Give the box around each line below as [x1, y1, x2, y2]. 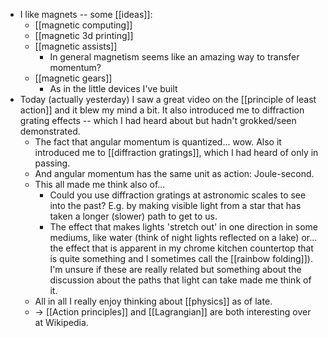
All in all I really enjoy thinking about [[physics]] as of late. [34, 295, 273, 307]
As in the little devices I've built [49, 83, 178, 94]
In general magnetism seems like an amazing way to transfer [49, 51, 300, 63]
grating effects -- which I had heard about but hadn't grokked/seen [19, 115, 297, 126]
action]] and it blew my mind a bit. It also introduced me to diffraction [19, 104, 305, 116]
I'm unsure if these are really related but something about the [49, 264, 302, 275]
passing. [34, 157, 71, 169]
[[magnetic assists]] [34, 40, 118, 52]
